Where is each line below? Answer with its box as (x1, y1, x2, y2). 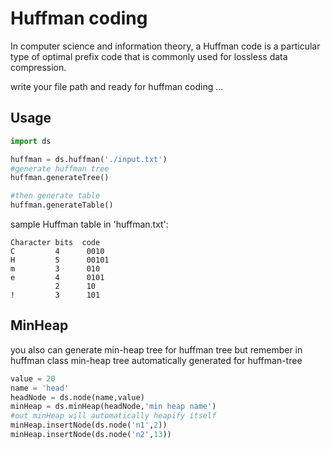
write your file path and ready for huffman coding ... (10, 80, 224, 92)
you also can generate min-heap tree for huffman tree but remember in (10, 343, 303, 356)
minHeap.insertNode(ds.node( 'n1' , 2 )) (10, 420, 168, 431)
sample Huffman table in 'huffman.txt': (10, 218, 169, 230)
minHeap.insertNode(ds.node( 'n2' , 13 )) (10, 430, 172, 440)
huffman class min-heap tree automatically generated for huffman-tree (10, 354, 303, 366)
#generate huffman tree (10, 163, 110, 174)
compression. (10, 61, 67, 73)
